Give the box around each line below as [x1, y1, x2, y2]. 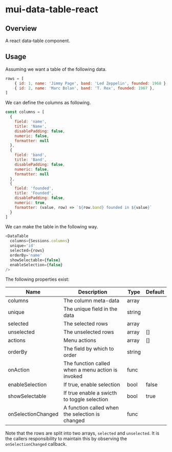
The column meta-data [63, 297, 120, 304]
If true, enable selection [63, 381, 120, 388]
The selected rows [63, 320, 109, 327]
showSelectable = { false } [10, 258, 60, 263]
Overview [5, 24, 37, 33]
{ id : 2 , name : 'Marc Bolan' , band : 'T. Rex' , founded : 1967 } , [14, 86, 155, 91]
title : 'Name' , [14, 124, 47, 129]
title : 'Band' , [14, 158, 47, 163]
